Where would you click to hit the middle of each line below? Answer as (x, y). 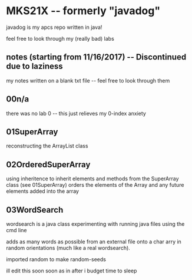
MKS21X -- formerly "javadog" (83, 11)
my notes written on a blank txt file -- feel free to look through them (88, 80)
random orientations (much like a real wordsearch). (68, 248)
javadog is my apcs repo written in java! (54, 27)
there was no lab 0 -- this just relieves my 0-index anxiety (76, 113)
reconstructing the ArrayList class (47, 146)
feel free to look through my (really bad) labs (60, 38)
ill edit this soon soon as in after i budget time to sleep (72, 271)
